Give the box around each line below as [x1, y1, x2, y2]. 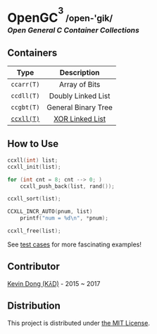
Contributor [7, 261, 60, 273]
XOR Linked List [54, 114, 106, 124]
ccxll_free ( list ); [7, 227, 61, 234]
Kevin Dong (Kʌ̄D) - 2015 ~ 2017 [7, 279, 101, 287]
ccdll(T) [11, 92, 40, 100]
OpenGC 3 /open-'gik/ [7, 5, 113, 26]
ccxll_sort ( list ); [7, 196, 61, 203]
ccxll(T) [11, 115, 40, 123]
